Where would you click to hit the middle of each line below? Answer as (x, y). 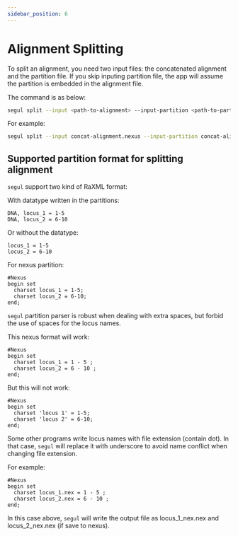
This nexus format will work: (49, 337)
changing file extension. (42, 454)
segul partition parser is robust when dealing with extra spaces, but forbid (115, 316)
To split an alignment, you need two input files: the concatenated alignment (117, 69)
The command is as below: (47, 97)
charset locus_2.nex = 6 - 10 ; (62, 499)
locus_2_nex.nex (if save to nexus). (58, 526)
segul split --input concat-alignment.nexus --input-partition (103, 136)
